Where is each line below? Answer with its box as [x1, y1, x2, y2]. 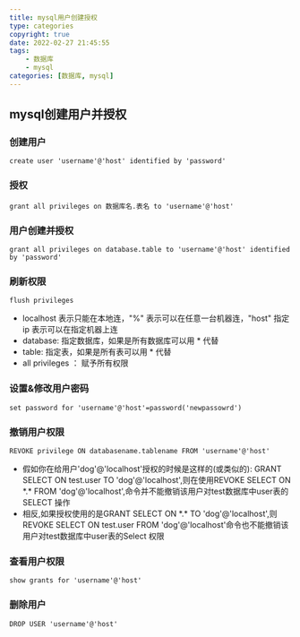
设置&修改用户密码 [9, 383, 90, 395]
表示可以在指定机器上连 [30, 324, 118, 335]
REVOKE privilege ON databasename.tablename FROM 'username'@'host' [9, 446, 270, 455]
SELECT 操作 [21, 496, 71, 507]
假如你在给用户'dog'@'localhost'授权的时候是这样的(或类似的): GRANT [21, 463, 282, 474]
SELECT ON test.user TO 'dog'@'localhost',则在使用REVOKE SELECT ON [21, 474, 291, 485]
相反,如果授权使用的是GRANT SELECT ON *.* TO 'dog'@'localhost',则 [21, 508, 278, 519]
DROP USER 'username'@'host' [9, 619, 118, 628]
